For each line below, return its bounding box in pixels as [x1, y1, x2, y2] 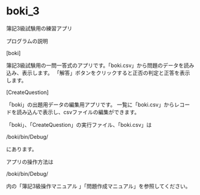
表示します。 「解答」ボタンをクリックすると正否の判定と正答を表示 [21, 69, 190, 76]
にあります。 [6, 145, 38, 153]
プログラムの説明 [6, 37, 48, 44]
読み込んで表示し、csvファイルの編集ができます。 [16, 108, 140, 115]
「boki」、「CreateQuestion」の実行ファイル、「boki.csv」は [6, 121, 152, 128]
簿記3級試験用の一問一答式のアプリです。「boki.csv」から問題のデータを [6, 62, 184, 69]
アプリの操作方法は [6, 158, 54, 165]
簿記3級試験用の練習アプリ [6, 25, 73, 32]
